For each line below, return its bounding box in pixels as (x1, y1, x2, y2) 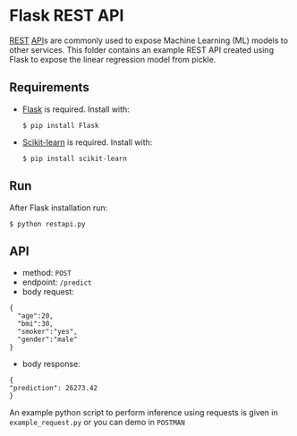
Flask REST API (9, 5, 124, 26)
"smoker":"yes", (17, 328, 78, 337)
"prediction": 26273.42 (9, 384, 98, 393)
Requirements (9, 80, 89, 95)
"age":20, (17, 312, 54, 321)
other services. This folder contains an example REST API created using (9, 44, 275, 55)
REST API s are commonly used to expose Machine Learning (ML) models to (9, 35, 289, 46)
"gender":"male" (17, 335, 78, 345)
